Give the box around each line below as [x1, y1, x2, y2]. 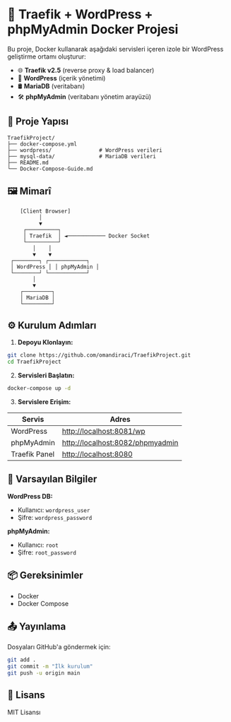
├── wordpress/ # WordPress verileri [7, 146, 162, 154]
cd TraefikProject [7, 358, 61, 366]
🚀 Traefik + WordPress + [7, 6, 153, 23]
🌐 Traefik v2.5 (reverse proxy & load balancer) [17, 66, 155, 74]
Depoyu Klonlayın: [17, 338, 73, 347]
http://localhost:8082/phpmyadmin [61, 438, 179, 447]
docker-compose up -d [7, 385, 71, 392]
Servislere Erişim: [17, 398, 71, 406]
